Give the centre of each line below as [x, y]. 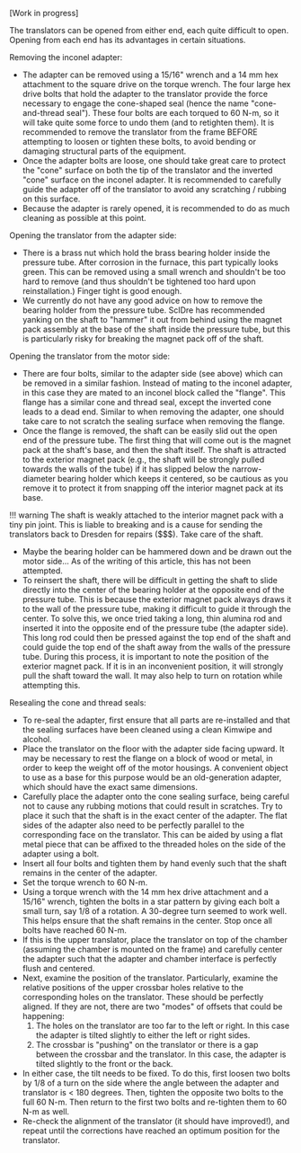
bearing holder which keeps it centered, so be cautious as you [173, 479]
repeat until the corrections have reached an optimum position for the [151, 1131]
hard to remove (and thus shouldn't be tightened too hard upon [139, 281]
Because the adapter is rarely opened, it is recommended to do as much [156, 208]
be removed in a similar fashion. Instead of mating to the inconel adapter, [157, 383]
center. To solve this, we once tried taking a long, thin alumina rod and [152, 618]
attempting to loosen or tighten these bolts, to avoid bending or [139, 142]
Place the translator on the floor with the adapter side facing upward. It [153, 749]
